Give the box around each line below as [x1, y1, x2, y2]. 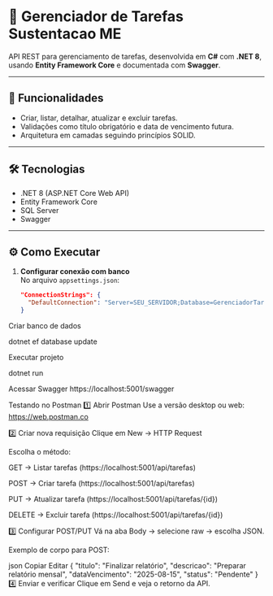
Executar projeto [8, 353, 64, 362]
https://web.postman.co [8, 412, 89, 421]
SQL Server [19, 205, 59, 215]
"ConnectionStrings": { [19, 291, 102, 299]
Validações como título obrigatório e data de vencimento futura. [19, 121, 234, 131]
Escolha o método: [8, 447, 71, 456]
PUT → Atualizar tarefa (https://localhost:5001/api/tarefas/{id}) [8, 494, 218, 503]
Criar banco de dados [8, 321, 81, 330]
